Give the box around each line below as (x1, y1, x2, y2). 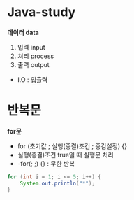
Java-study (7, 4, 76, 20)
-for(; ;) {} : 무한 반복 (17, 159, 75, 168)
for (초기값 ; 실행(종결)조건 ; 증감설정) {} (17, 141, 128, 150)
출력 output (17, 60, 50, 69)
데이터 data (7, 28, 40, 36)
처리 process (17, 52, 54, 60)
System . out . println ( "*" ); (20, 180, 96, 187)
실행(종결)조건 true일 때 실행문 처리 (17, 150, 114, 159)
